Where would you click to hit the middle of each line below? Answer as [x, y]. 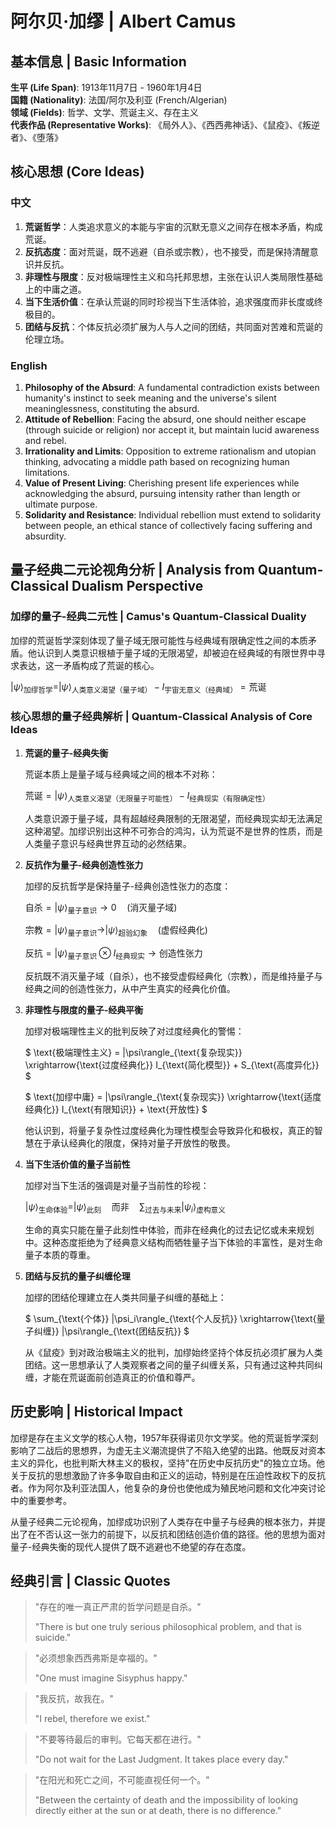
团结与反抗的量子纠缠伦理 [77, 1276]
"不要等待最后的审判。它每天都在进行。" [118, 1739]
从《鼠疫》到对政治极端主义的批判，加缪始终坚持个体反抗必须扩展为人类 [173, 1352]
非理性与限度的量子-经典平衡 [84, 1009]
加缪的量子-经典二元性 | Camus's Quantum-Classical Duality [158, 617]
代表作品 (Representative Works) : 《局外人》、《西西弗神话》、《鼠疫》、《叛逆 [165, 125]
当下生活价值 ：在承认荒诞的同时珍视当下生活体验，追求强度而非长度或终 [173, 301]
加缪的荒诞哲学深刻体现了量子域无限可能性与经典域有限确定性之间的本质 [159, 640]
